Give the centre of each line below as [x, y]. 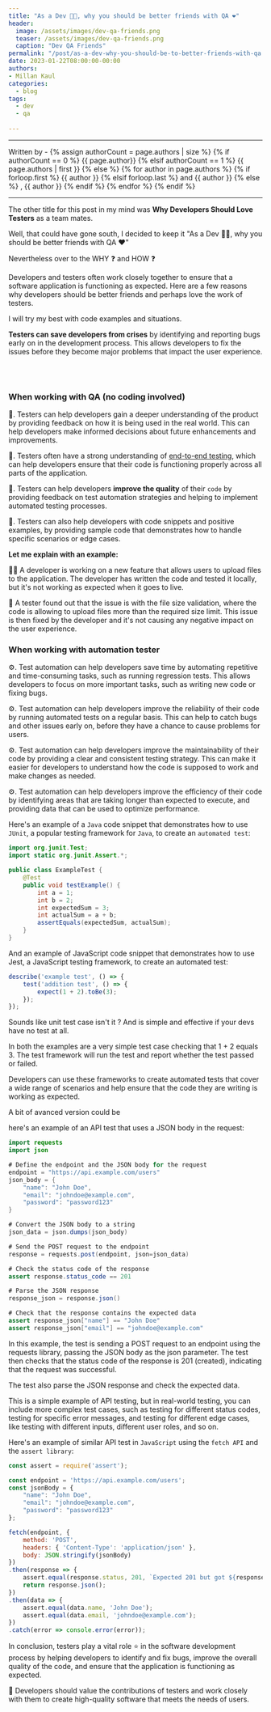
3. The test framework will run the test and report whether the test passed [131, 1055]
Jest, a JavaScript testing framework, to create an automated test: [118, 962]
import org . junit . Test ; [48, 848]
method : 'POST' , [50, 1540]
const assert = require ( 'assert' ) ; [68, 1465]
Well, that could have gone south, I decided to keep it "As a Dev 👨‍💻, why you [135, 233]
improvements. [33, 440]
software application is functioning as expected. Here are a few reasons [128, 286]
